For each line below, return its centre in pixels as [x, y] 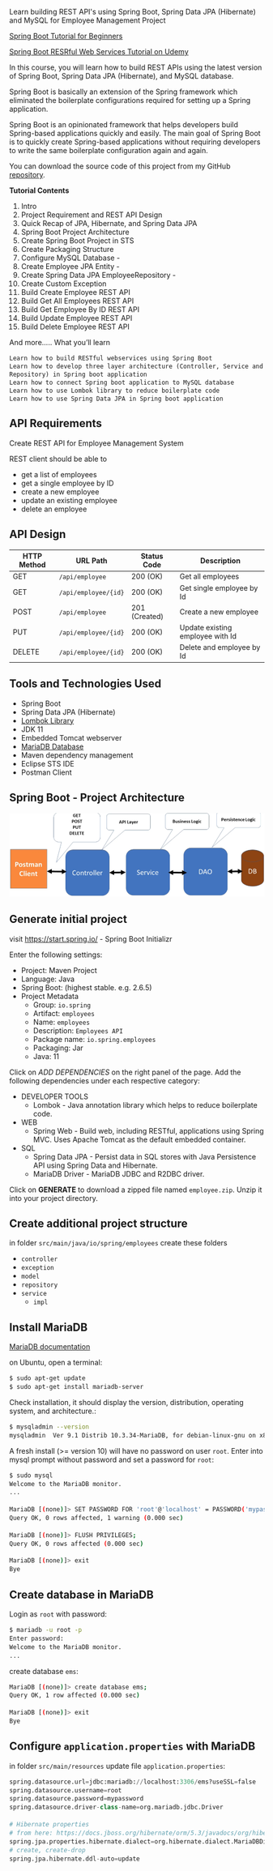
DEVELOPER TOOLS [54, 1096]
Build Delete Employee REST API [75, 327]
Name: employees [61, 1022]
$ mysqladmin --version [49, 1427]
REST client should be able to [58, 459]
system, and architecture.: [53, 1411]
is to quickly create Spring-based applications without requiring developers [135, 142]
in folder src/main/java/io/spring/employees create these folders [118, 1243]
